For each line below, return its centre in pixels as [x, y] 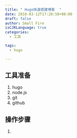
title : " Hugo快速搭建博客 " [33, 10]
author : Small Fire [25, 23]
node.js [20, 93]
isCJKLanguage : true [26, 28]
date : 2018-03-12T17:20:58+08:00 [39, 14]
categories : [17, 32]
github [18, 103]
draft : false [18, 19]
